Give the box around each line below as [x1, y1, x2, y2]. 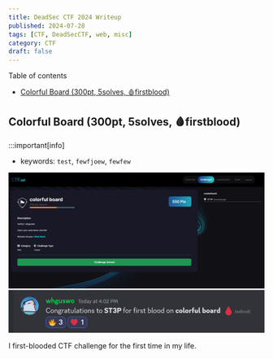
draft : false [8, 47, 53, 56]
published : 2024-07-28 [8, 21, 85, 30]
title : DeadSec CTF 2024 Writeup [8, 13, 122, 21]
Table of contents [8, 71, 67, 81]
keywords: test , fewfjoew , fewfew [19, 155, 132, 166]
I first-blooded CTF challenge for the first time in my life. [8, 341, 197, 351]
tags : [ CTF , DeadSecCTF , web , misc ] [8, 30, 132, 38]
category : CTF [8, 39, 57, 47]
